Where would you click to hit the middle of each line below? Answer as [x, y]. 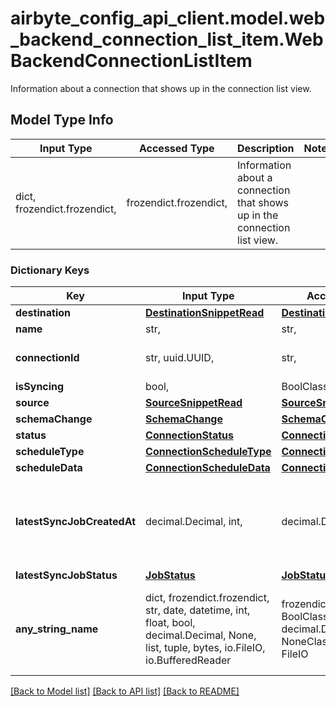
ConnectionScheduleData [208, 468]
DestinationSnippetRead [205, 313]
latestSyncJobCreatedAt [76, 522]
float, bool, [170, 623]
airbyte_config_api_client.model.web [168, 18]
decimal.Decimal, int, [194, 522]
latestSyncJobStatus [66, 575]
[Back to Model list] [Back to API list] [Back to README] [125, 691]
